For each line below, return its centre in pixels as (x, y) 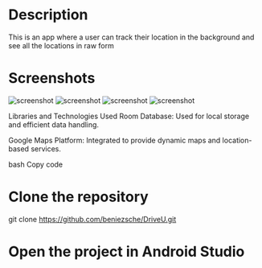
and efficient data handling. (53, 124)
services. (46, 148)
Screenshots (52, 78)
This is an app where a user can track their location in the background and (131, 37)
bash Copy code (36, 164)
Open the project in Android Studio (127, 252)
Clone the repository (78, 197)
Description (48, 15)
